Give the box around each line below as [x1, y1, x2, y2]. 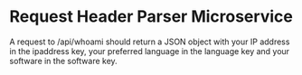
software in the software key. [9, 55, 118, 66]
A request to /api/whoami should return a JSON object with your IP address [9, 36, 290, 47]
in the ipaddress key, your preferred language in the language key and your [9, 45, 290, 56]
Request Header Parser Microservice [9, 6, 294, 27]
